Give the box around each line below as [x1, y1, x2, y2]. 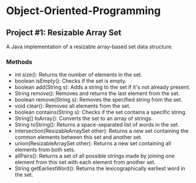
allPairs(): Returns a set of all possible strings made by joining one [14, 152, 175, 159]
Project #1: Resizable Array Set [6, 28, 122, 38]
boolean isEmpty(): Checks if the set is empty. [14, 78, 127, 85]
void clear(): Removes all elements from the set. [14, 102, 131, 109]
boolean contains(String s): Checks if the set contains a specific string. [14, 109, 187, 116]
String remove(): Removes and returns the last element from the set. [14, 90, 180, 97]
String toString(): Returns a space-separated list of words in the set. [14, 121, 180, 128]
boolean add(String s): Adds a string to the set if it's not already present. [14, 84, 191, 91]
